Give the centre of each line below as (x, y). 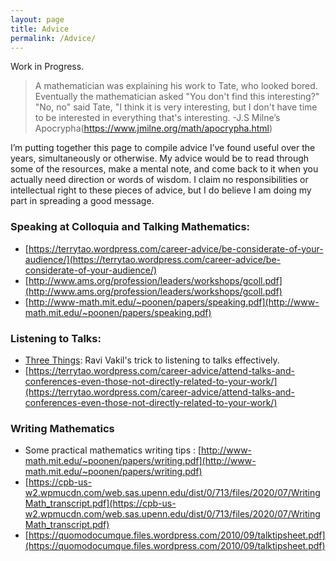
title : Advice (40, 29)
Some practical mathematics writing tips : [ (113, 450)
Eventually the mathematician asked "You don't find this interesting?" (177, 97)
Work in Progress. (47, 67)
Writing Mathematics (62, 428)
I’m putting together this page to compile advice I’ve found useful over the (163, 148)
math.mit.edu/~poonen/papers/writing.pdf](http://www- (140, 461)
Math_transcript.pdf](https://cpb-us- (100, 503)
